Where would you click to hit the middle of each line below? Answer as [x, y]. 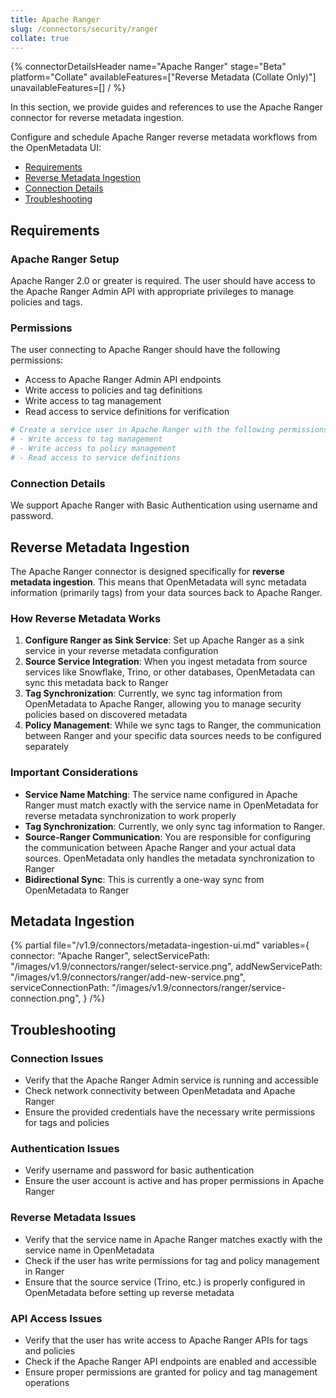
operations [47, 1382]
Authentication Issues [65, 1148]
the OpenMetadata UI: [56, 148]
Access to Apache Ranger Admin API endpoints [123, 380]
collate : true [40, 38]
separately [46, 747]
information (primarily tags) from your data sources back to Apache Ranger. [166, 592]
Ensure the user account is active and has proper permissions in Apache [174, 1181]
